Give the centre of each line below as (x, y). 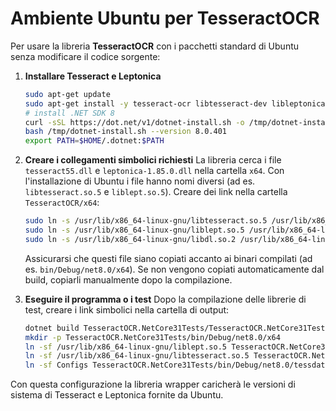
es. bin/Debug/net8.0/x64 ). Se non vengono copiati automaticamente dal (174, 269)
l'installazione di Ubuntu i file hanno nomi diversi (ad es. (140, 181)
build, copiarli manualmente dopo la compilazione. (128, 279)
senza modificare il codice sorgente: (85, 56)
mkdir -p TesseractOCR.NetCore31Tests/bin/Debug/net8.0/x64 (152, 337)
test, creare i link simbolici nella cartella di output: (127, 309)
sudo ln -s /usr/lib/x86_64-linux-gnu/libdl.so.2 (130, 239)
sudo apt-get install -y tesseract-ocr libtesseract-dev (146, 103)
